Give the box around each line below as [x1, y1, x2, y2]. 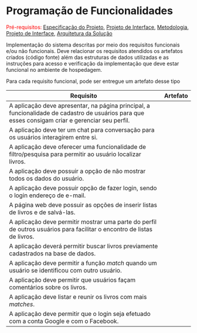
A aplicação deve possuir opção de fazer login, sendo [9, 184, 157, 192]
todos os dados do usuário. [9, 174, 84, 182]
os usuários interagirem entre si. [9, 133, 98, 141]
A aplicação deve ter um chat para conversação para [9, 125, 155, 134]
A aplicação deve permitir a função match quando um [9, 259, 157, 267]
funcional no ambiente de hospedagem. [6, 66, 103, 73]
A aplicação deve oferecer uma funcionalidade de [9, 142, 147, 151]
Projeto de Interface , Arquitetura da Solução [6, 29, 113, 36]
